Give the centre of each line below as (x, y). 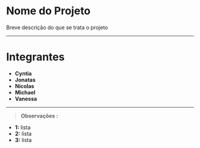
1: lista (23, 127)
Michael (25, 92)
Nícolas (24, 86)
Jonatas (25, 80)
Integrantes (35, 57)
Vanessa (26, 99)
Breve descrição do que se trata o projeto (57, 27)
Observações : (39, 116)
